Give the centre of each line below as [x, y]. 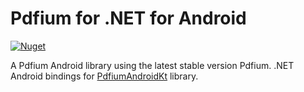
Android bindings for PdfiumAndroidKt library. [104, 76]
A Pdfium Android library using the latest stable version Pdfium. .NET [152, 65]
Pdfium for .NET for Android [128, 18]
